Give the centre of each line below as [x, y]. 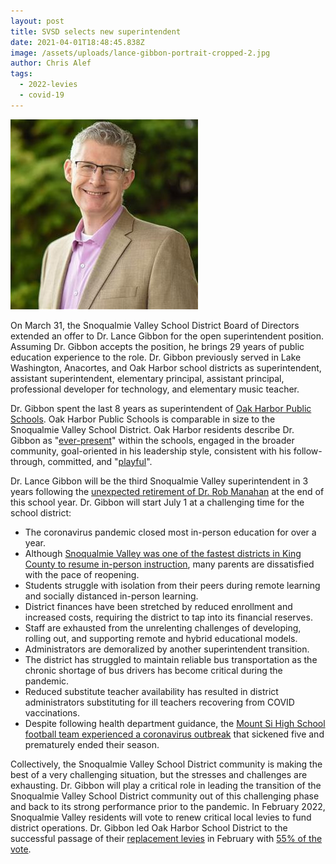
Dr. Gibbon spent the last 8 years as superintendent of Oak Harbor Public [161, 408]
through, [28, 461]
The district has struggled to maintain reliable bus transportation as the [171, 659]
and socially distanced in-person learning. [111, 596]
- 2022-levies [48, 85]
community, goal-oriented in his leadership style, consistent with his [151, 451]
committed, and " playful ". [100, 461]
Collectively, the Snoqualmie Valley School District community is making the [166, 764]
